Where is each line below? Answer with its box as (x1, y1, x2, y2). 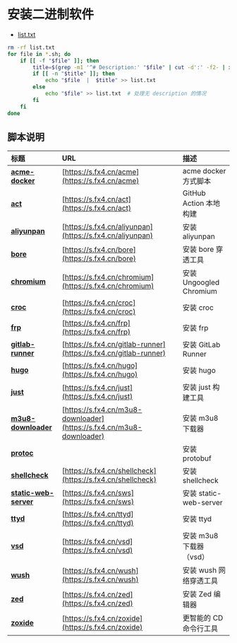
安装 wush (182, 565, 217, 575)
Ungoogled (182, 277, 220, 287)
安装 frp (182, 323, 209, 333)
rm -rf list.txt (7, 44, 55, 51)
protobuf (182, 453, 212, 463)
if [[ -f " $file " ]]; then (20, 57, 99, 64)
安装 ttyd (182, 514, 212, 524)
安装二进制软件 (7, 6, 95, 23)
